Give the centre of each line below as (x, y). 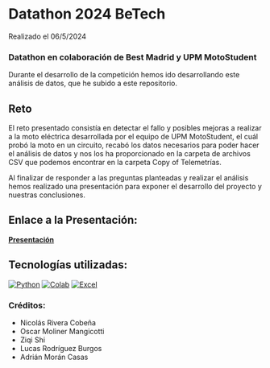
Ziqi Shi (33, 340)
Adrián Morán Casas (54, 357)
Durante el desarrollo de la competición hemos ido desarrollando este (124, 75)
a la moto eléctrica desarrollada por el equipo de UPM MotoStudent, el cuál (133, 137)
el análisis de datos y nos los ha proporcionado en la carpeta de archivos (130, 154)
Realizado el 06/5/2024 (48, 36)
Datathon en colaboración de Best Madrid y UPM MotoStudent (133, 57)
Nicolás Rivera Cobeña (58, 322)
